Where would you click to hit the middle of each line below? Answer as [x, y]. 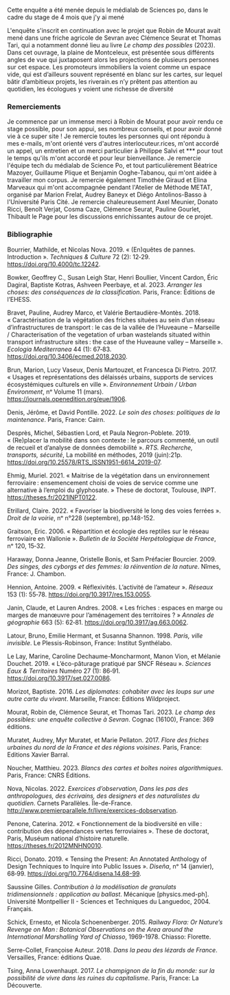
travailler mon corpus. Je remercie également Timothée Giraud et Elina [107, 180]
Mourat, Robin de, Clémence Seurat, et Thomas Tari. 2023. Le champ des [112, 712]
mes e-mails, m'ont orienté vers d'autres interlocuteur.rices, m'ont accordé [113, 144]
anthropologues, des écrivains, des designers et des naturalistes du [103, 796]
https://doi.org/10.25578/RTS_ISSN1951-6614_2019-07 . [85, 462]
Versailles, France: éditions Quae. [54, 957]
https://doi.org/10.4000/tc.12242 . [54, 264]
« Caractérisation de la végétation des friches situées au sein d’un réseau [111, 320]
